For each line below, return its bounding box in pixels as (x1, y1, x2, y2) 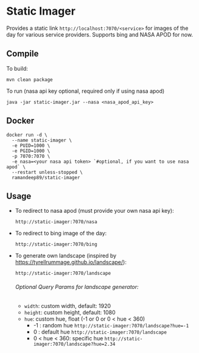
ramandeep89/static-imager (12, 174, 80, 180)
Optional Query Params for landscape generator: (15, 283, 139, 290)
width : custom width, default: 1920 (24, 302, 111, 309)
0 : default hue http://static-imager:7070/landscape (33, 328, 167, 335)
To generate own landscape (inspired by (15, 252, 117, 260)
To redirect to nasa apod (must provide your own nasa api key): (15, 207, 175, 215)
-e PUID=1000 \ (12, 142, 51, 149)
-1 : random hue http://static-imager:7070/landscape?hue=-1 (33, 321, 189, 329)
